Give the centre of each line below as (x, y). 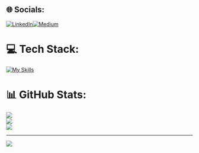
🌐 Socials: (25, 10)
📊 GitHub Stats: (46, 95)
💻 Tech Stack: (43, 49)
